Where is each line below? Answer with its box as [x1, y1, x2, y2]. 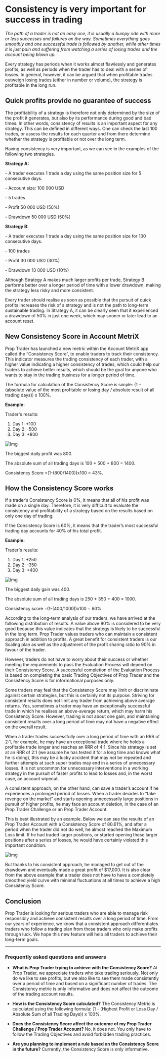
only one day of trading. [5, 513, 54, 519]
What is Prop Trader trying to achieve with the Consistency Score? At [12, 965, 158, 971]
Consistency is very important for [5, 3, 146, 15]
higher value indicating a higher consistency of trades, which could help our [5, 361, 160, 367]
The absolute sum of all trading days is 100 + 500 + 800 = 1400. [5, 460, 136, 466]
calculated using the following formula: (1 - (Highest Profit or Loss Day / [12, 1006, 158, 1012]
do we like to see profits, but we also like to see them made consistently [12, 975, 159, 981]
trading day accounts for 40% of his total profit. [5, 528, 102, 534]
